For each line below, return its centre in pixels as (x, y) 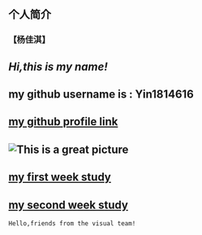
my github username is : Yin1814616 (101, 95)
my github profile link (63, 122)
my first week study (60, 177)
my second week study (68, 205)
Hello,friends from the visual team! (72, 224)
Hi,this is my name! (58, 66)
